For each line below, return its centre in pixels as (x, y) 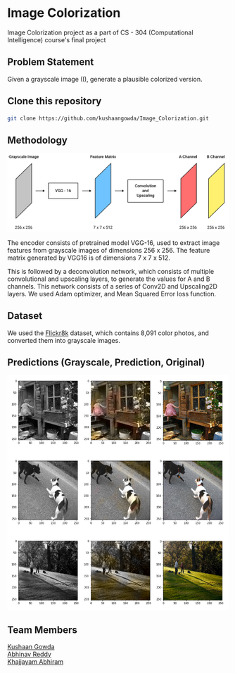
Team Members (42, 630)
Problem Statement (51, 62)
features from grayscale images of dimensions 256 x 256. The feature (109, 250)
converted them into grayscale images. (64, 340)
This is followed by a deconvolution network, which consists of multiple (111, 271)
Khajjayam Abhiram (36, 662)
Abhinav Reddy (29, 654)
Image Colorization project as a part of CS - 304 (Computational (100, 32)
